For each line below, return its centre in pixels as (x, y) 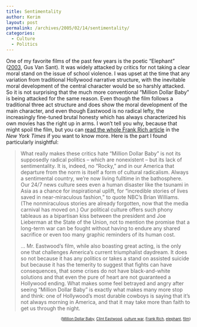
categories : (21, 33)
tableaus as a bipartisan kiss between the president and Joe (93, 215)
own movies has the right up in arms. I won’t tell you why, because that (92, 123)
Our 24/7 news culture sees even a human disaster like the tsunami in (104, 184)
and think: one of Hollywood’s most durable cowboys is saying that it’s (105, 296)
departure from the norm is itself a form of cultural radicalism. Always (104, 172)
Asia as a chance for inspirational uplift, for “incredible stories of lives (104, 191)
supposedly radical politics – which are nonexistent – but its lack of (101, 160)
